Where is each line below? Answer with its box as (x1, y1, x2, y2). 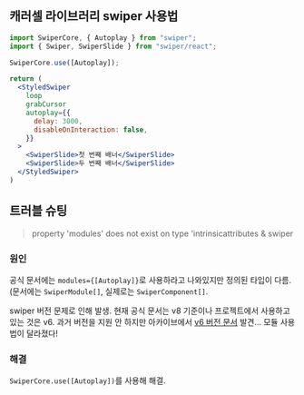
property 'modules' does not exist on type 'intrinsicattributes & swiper (31, 228, 294, 239)
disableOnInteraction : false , (33, 125, 148, 134)
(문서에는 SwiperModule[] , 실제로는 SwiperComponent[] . (9, 285, 209, 297)
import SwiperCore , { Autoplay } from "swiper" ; (9, 33, 197, 43)
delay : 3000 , (33, 116, 83, 125)
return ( (9, 74, 43, 84)
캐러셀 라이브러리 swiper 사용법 (9, 8, 179, 25)
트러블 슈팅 (9, 203, 68, 219)
